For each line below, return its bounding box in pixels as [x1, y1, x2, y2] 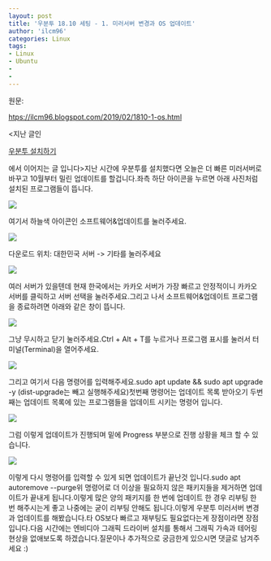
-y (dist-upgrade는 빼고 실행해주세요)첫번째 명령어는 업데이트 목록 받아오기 [8, 387, 249, 397]
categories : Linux [8, 34, 71, 43]
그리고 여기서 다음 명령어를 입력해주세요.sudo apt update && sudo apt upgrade [8, 376, 264, 386]
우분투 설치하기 [8, 146, 57, 155]
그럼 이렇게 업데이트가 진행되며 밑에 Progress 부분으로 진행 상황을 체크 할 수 [8, 429, 250, 439]
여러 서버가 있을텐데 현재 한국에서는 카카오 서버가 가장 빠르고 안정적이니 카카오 [8, 281, 258, 291]
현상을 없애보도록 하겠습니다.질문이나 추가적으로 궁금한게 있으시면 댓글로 [8, 533, 239, 543]
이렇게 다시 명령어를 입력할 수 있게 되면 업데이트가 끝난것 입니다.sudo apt [8, 472, 241, 482]
